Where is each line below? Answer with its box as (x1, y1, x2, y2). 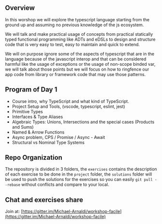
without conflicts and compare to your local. (21, 181, 109, 188)
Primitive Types (12, 108, 44, 114)
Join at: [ (5, 209, 23, 214)
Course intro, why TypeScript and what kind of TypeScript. (12, 98, 129, 104)
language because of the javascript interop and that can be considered (5, 56, 147, 62)
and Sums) (12, 124, 34, 130)
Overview (5, 4, 35, 12)
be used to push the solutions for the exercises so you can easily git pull (5, 177, 153, 182)
